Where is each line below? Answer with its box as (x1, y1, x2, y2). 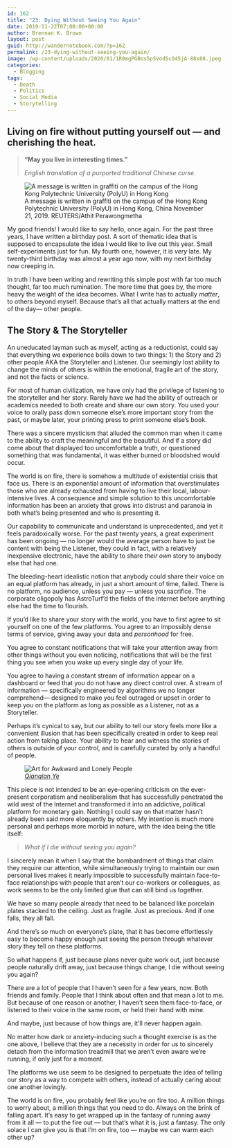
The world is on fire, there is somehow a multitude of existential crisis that (7, 472, 218, 480)
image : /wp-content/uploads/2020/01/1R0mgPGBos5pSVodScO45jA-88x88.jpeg (7, 55, 222, 62)
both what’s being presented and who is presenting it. (7, 509, 161, 517)
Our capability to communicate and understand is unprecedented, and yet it (7, 522, 224, 530)
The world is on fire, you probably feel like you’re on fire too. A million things (7, 1096, 225, 1104)
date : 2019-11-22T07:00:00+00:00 (7, 23, 104, 30)
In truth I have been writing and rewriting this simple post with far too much (7, 275, 222, 283)
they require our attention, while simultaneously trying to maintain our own (7, 863, 220, 872)
